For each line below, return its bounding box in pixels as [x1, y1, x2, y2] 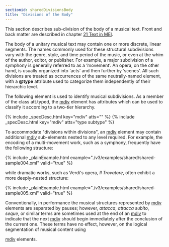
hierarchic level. [5, 83, 39, 89]
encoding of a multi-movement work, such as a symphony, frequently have [5, 139, 161, 146]
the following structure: [5, 145, 54, 151]
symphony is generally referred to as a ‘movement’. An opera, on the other [5, 62, 159, 68]
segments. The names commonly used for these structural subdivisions [5, 46, 154, 52]
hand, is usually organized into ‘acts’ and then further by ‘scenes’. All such [5, 67, 159, 73]
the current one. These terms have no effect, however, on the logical [5, 221, 147, 227]
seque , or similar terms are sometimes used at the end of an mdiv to [5, 210, 147, 216]
